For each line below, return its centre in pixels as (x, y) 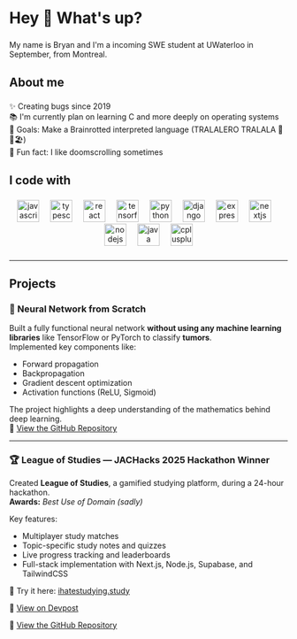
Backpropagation (53, 373)
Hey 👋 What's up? (76, 18)
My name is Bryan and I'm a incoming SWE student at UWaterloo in (131, 45)
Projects (33, 284)
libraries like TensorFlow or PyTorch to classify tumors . (110, 338)
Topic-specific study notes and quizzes (94, 545)
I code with (40, 180)
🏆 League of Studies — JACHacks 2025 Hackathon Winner (140, 460)
